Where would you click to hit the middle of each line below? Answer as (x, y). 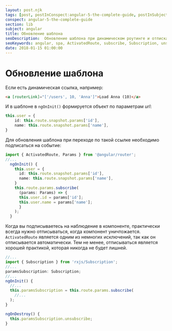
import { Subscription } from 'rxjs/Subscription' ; (61, 262)
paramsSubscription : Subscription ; (43, 271)
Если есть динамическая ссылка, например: (54, 87)
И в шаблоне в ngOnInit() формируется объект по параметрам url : (79, 107)
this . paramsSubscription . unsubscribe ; (51, 319)
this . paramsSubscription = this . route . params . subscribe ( (72, 291)
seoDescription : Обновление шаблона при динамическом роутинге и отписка (87, 39)
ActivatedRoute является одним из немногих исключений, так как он (81, 237)
